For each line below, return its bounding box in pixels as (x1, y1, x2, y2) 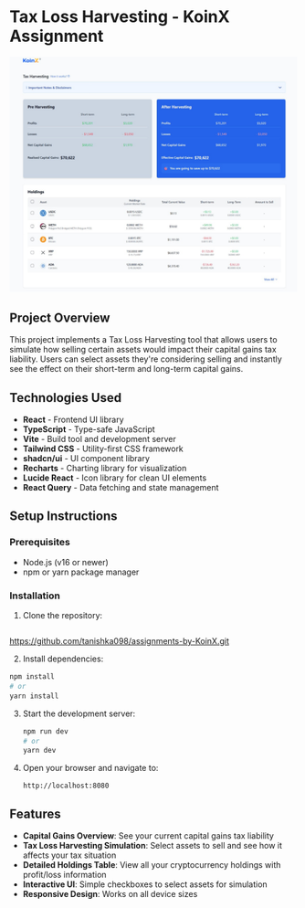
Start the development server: (22, 708, 136, 719)
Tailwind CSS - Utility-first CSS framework (22, 443, 184, 454)
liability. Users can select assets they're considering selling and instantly (9, 354, 283, 364)
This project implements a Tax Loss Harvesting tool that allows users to (9, 334, 278, 345)
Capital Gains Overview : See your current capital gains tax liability (22, 830, 274, 841)
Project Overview (9, 310, 110, 325)
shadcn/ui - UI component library (22, 453, 151, 464)
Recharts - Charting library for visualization (22, 463, 187, 474)
